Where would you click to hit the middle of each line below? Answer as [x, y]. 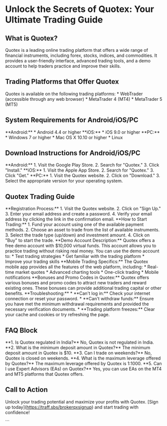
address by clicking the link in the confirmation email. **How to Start [76, 219]
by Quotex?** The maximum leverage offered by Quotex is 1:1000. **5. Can [83, 364]
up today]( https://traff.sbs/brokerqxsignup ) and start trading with [72, 407]
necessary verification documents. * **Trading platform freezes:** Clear [80, 309]
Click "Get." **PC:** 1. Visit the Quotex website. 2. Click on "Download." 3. [83, 176]
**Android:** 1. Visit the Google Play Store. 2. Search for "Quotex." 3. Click [82, 165]
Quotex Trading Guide [40, 196]
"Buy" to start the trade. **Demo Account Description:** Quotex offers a [80, 240]
